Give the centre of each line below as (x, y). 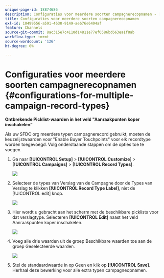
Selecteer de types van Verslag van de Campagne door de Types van (82, 183)
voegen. (13, 149)
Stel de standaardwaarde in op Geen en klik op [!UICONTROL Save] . (81, 265)
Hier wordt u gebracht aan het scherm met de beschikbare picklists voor (85, 212)
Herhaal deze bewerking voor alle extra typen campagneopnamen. (80, 270)
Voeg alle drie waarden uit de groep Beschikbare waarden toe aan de (82, 241)
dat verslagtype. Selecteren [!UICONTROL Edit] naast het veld (75, 217)
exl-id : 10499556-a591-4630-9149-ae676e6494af (53, 23)
